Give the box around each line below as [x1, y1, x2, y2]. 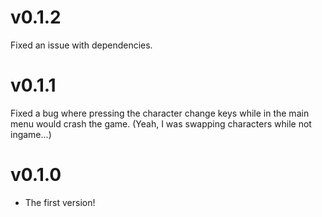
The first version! [24, 196, 96, 208]
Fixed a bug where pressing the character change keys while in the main [10, 107, 310, 119]
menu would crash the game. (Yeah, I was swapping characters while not [10, 117, 312, 130]
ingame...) [10, 128, 52, 140]
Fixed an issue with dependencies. [10, 39, 153, 51]
